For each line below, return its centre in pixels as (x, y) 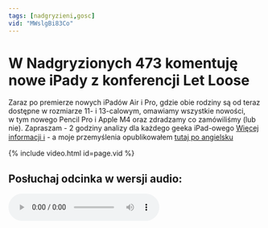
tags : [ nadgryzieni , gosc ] (52, 16)
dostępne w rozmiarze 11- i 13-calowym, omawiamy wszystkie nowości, (127, 111)
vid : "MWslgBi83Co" (41, 23)
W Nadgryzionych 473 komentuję (123, 63)
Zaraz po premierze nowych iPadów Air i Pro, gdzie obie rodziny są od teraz (134, 102)
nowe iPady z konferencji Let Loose (129, 80)
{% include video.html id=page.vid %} (72, 153)
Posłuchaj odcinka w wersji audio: (95, 178)
